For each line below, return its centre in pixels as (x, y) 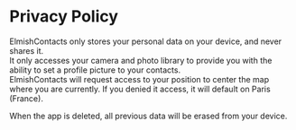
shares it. (27, 50)
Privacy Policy (64, 17)
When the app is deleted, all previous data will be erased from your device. (148, 116)
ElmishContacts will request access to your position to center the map (139, 79)
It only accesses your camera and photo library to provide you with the (141, 60)
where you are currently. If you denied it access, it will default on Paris (140, 89)
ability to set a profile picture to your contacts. (95, 70)
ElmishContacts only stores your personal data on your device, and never (146, 41)
